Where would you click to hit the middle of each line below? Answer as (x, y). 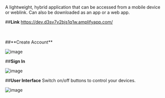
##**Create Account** (29, 42)
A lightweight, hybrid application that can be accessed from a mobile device (83, 7)
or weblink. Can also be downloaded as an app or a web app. (68, 12)
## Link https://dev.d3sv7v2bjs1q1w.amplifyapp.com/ (59, 22)
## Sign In (15, 61)
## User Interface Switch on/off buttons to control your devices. (70, 80)
